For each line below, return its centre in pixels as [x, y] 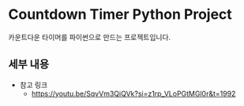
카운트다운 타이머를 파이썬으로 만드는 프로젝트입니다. [90, 37]
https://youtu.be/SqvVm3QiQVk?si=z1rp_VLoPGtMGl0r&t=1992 [133, 93]
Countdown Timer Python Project [120, 15]
